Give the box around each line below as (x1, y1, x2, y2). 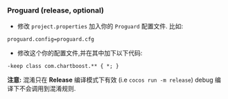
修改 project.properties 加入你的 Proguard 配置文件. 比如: (17, 22, 184, 30)
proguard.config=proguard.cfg (7, 36, 95, 43)
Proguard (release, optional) (7, 6, 104, 15)
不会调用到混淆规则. (19, 84, 76, 93)
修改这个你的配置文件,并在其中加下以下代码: (17, 49, 143, 57)
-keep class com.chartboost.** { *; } (7, 63, 119, 70)
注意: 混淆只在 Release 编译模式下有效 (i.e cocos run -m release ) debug (7, 75, 213, 84)
